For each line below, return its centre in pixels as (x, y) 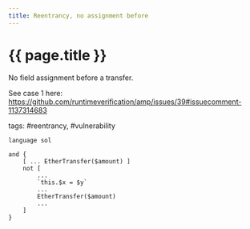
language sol (30, 140)
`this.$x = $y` (62, 182)
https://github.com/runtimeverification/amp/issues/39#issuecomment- (125, 102)
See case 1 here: (36, 93)
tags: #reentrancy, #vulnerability (62, 126)
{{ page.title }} (58, 55)
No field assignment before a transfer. (71, 78)
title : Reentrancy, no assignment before (79, 16)
